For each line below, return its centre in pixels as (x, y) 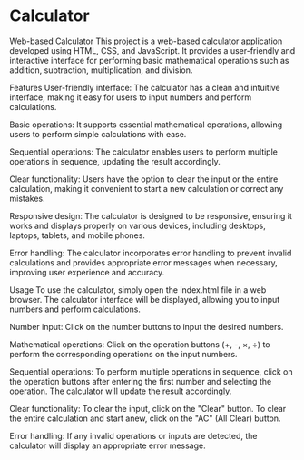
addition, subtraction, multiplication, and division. (101, 70)
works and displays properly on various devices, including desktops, (137, 225)
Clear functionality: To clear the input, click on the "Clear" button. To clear (148, 408)
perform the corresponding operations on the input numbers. (123, 354)
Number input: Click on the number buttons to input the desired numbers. (147, 326)
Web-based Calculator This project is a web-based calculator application (146, 41)
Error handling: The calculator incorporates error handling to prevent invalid (151, 253)
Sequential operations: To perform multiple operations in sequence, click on (151, 371)
